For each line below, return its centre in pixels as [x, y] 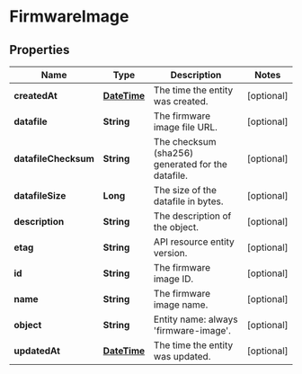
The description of [192, 216]
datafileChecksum [54, 159]
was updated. [182, 356]
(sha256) [173, 153]
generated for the [190, 164]
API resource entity [194, 242]
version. [170, 253]
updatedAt [37, 351]
